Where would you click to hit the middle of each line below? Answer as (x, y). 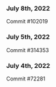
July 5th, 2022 (28, 37)
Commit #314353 (28, 50)
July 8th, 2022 (28, 8)
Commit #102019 (27, 22)
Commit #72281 (26, 79)
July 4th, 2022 (28, 65)
